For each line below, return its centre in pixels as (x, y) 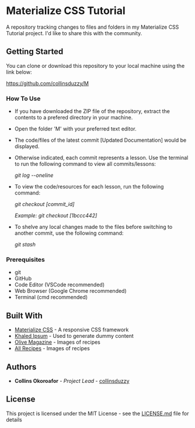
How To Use (23, 98)
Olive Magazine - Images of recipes (58, 342)
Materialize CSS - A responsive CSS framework (72, 330)
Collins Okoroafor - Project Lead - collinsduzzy (72, 381)
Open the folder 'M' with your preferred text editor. (76, 129)
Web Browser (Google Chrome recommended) (70, 291)
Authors (21, 367)
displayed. (27, 146)
